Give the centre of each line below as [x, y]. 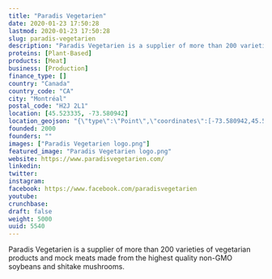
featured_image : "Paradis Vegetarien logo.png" [90, 151]
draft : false [30, 211]
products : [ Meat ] [38, 61]
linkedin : [25, 167]
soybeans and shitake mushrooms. [67, 267]
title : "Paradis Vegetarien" [57, 16]
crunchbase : [28, 204]
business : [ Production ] [49, 69]
